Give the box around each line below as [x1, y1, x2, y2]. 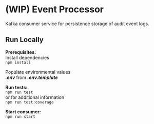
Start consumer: [5, 109, 41, 115]
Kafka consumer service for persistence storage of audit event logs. [5, 20, 150, 27]
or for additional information [5, 94, 65, 100]
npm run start [5, 114, 36, 119]
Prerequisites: [5, 49, 36, 55]
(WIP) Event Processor [5, 4, 104, 15]
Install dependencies [5, 54, 50, 60]
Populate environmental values [5, 69, 71, 75]
